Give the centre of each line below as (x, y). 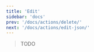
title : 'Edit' (23, 11)
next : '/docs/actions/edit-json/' (48, 27)
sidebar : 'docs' (26, 17)
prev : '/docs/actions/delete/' (44, 22)
